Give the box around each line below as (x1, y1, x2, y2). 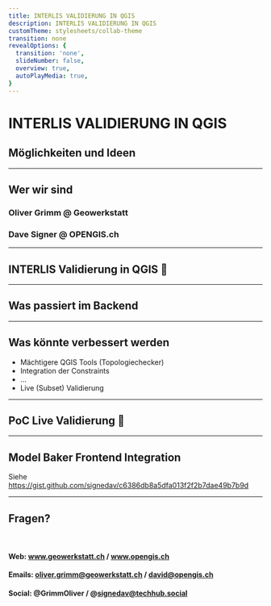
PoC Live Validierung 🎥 (8, 413, 125, 428)
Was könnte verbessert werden (8, 336, 170, 349)
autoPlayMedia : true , (15, 72, 89, 80)
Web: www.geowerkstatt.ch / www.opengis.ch (8, 551, 169, 561)
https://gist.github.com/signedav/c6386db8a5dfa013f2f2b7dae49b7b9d (8, 481, 249, 491)
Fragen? (8, 512, 51, 525)
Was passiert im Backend (8, 299, 139, 313)
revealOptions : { (8, 42, 67, 50)
